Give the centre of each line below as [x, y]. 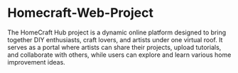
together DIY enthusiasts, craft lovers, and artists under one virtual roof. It [115, 39]
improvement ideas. [36, 62]
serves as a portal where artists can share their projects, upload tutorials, [114, 47]
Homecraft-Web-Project [81, 13]
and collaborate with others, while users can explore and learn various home [119, 55]
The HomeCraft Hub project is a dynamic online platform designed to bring [117, 32]
